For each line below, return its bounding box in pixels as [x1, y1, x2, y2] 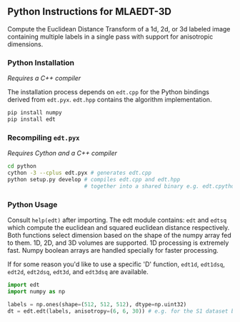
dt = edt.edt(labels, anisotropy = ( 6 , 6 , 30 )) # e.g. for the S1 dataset [7, 307, 229, 315]
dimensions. [7, 39, 44, 49]
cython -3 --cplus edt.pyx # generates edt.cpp [7, 169, 152, 177]
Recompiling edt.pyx [7, 132, 80, 142]
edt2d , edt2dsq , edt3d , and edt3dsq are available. [7, 267, 149, 276]
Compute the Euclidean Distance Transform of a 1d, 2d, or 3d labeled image [7, 24, 231, 33]
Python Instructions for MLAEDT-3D [7, 6, 171, 18]
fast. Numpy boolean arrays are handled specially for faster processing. [7, 246, 219, 254]
